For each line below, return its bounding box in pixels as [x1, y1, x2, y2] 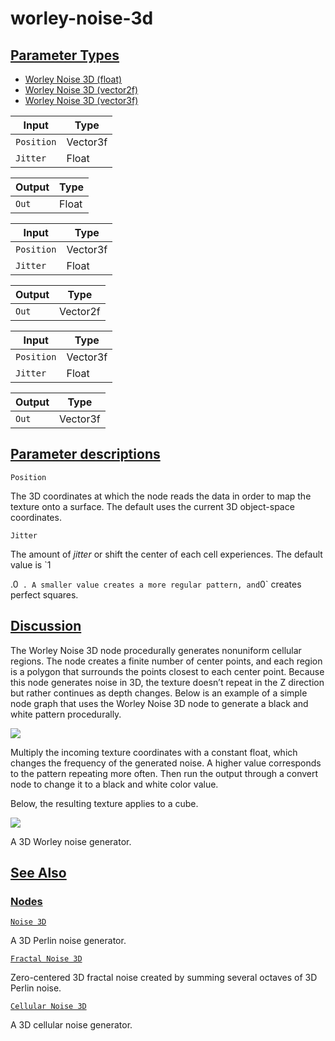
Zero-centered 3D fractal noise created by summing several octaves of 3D [10, 972, 318, 984]
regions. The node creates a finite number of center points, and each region [10, 655, 323, 667]
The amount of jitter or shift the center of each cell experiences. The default [10, 548, 323, 560]
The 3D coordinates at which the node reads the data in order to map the [10, 490, 312, 502]
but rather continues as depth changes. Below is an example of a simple [10, 687, 308, 699]
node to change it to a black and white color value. [10, 778, 219, 790]
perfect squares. [10, 588, 79, 601]
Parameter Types [10, 47, 120, 64]
